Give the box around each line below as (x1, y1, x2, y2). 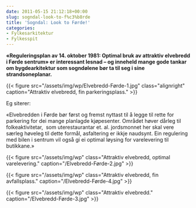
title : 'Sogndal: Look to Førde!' (6, 19, 91, 25)
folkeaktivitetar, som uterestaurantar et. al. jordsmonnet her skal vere (6, 124, 174, 130)
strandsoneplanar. (6, 71, 52, 78)
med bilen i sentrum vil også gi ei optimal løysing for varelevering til (6, 136, 169, 143)
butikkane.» (6, 142, 35, 149)
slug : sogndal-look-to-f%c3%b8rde (6, 14, 91, 20)
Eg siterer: (6, 100, 31, 106)
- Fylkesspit (6, 36, 38, 42)
